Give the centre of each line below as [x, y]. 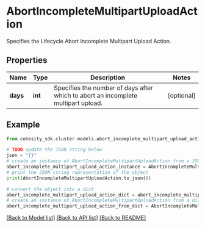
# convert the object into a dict [50, 189]
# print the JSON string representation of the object [77, 172]
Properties [27, 60]
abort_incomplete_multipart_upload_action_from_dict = [77, 206]
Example [23, 125]
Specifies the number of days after [104, 88]
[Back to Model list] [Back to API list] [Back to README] [76, 218]
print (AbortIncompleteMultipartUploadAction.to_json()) [79, 178]
